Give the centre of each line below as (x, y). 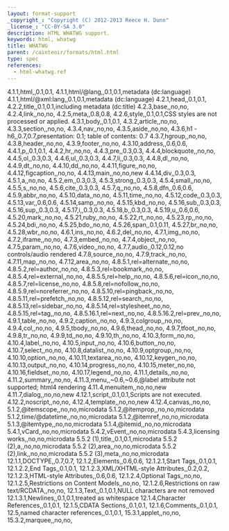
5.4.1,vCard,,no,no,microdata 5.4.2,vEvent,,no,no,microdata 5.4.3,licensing (113, 431)
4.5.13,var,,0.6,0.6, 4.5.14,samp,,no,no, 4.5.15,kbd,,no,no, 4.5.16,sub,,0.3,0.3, (114, 202)
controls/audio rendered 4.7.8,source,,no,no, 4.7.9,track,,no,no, (97, 254)
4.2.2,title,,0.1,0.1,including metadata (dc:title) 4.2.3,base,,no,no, (98, 106)
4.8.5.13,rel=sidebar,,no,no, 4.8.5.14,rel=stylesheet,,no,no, (90, 306)
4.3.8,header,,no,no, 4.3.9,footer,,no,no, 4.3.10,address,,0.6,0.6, (97, 143)
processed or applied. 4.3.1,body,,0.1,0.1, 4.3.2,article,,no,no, (93, 121)
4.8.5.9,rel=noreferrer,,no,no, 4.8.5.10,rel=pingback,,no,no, (91, 291)
